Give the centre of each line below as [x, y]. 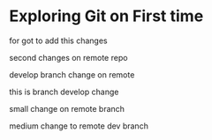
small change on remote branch [67, 108]
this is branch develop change [64, 92]
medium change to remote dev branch [79, 126]
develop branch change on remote [72, 74]
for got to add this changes [58, 41]
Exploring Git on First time [106, 16]
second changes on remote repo [68, 57]
